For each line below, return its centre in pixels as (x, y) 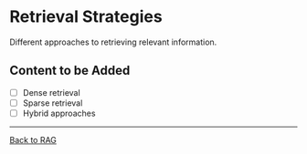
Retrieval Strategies (86, 17)
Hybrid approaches (59, 113)
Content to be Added (70, 71)
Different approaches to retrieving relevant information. (113, 42)
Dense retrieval (51, 92)
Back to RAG (33, 139)
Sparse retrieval (53, 103)
